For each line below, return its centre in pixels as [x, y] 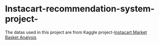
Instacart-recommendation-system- [80, 9]
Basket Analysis [21, 37]
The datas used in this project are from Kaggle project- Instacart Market [76, 32]
